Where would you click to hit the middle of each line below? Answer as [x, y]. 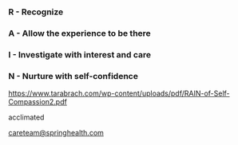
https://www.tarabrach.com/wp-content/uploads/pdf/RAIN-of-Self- [119, 93]
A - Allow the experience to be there [80, 33]
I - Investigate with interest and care [80, 54]
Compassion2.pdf [38, 102]
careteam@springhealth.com [56, 133]
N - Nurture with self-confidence [73, 76]
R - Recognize [36, 12]
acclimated [26, 117]
